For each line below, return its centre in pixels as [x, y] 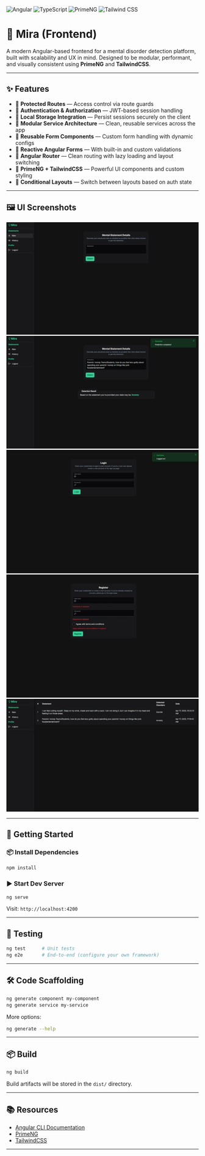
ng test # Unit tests [41, 949]
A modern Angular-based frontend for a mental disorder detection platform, [101, 51]
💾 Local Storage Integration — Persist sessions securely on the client [103, 117]
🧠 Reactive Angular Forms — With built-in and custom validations [98, 149]
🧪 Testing [25, 934]
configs [25, 143]
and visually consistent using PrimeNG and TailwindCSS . [78, 64]
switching [27, 162]
